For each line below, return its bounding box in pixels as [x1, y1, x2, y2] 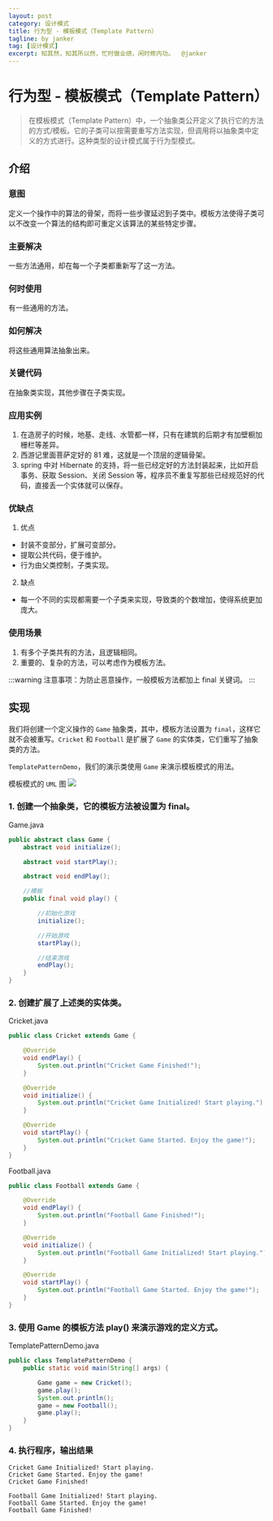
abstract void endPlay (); [23, 872, 111, 881]
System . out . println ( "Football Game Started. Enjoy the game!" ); [37, 1286, 260, 1294]
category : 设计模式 [8, 19, 70, 28]
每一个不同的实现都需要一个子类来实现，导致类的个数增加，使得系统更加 [19, 594, 262, 605]
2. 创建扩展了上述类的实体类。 [8, 996, 127, 1008]
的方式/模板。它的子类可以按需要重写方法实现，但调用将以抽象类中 [28, 125, 252, 135]
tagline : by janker [8, 34, 75, 43]
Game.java [8, 819, 45, 829]
